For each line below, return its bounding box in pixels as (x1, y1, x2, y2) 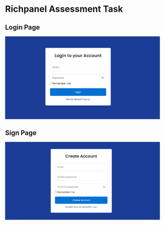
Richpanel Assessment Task (5, 3, 123, 15)
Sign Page (5, 129, 37, 137)
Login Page (5, 23, 40, 32)
